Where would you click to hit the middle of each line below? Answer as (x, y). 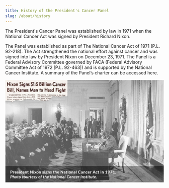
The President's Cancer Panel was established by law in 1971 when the (78, 31)
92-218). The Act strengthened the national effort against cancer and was (81, 51)
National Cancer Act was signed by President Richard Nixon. (68, 36)
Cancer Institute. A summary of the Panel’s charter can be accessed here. (82, 72)
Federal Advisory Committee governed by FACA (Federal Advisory (74, 62)
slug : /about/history (28, 16)
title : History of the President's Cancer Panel (57, 11)
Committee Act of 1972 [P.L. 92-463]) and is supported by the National (79, 67)
